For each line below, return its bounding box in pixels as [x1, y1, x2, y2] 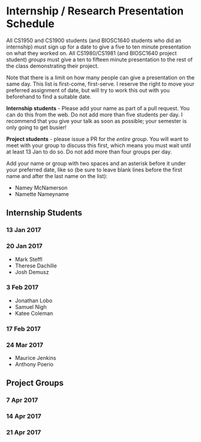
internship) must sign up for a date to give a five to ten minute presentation [6, 43, 191, 50]
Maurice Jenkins [14, 354, 56, 362]
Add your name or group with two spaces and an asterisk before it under [6, 160, 186, 167]
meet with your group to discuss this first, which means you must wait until [6, 142, 191, 149]
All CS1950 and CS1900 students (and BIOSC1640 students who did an [6, 37, 182, 44]
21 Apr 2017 [6, 428, 41, 437]
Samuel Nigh [14, 303, 47, 310]
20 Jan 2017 [6, 242, 43, 250]
